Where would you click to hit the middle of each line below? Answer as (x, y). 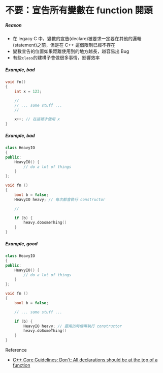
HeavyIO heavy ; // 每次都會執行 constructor (60, 199)
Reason (13, 25)
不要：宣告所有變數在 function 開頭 (79, 10)
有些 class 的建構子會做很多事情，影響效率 (56, 58)
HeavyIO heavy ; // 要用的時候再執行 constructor (73, 326)
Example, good (22, 243)
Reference (16, 350)
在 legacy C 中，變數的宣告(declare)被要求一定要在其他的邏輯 (77, 39)
